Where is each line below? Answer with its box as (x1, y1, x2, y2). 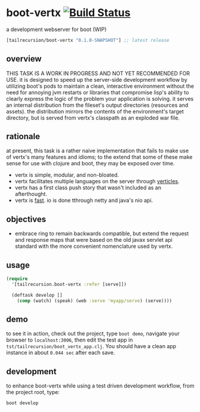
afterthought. (14, 190, 48, 198)
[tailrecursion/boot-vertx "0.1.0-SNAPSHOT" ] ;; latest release (6, 37, 170, 43)
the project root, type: (6, 389, 60, 396)
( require (6, 276, 28, 282)
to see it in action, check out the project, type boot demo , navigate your (6, 330, 180, 337)
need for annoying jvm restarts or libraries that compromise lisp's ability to (6, 88, 189, 96)
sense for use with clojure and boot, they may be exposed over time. (6, 160, 175, 167)
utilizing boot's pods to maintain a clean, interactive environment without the (6, 82, 194, 90)
